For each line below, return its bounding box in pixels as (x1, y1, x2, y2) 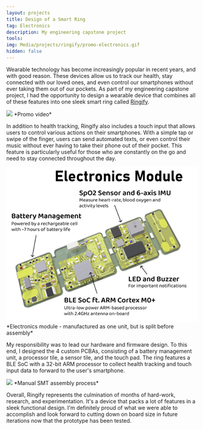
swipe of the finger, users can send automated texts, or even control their (6, 135, 190, 142)
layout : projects (6, 10, 50, 16)
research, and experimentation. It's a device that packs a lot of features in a (6, 397, 196, 404)
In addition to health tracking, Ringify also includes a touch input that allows (6, 122, 196, 130)
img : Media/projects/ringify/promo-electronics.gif (6, 42, 140, 48)
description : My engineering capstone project (6, 29, 126, 35)
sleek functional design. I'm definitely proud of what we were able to (6, 404, 178, 411)
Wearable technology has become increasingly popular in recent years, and (6, 66, 196, 73)
